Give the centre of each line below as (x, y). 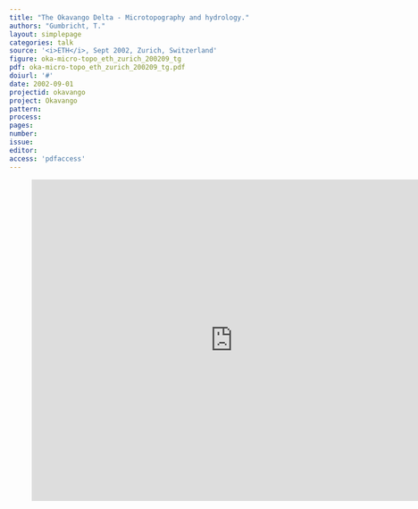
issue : (21, 142)
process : (25, 117)
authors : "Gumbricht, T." (57, 26)
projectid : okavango (48, 92)
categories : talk (42, 42)
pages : (21, 126)
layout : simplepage (46, 34)
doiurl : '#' (31, 76)
